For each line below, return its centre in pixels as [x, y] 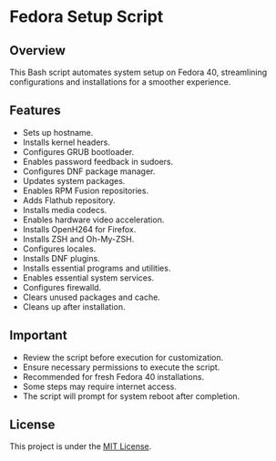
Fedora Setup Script [87, 17]
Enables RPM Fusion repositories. [85, 190]
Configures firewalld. [62, 287]
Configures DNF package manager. [89, 171]
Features [35, 111]
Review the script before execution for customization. [123, 357]
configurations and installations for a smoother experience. [120, 82]
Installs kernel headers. [66, 142]
